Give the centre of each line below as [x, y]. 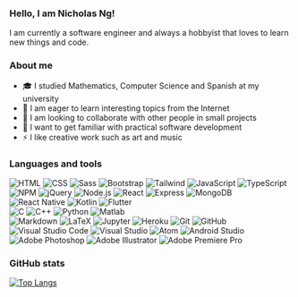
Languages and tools [56, 164]
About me [31, 65]
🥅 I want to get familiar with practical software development [132, 127]
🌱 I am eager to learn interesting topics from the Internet [126, 108]
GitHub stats [37, 263]
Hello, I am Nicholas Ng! [62, 13]
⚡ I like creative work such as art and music [102, 137]
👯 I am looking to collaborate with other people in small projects [139, 117]
